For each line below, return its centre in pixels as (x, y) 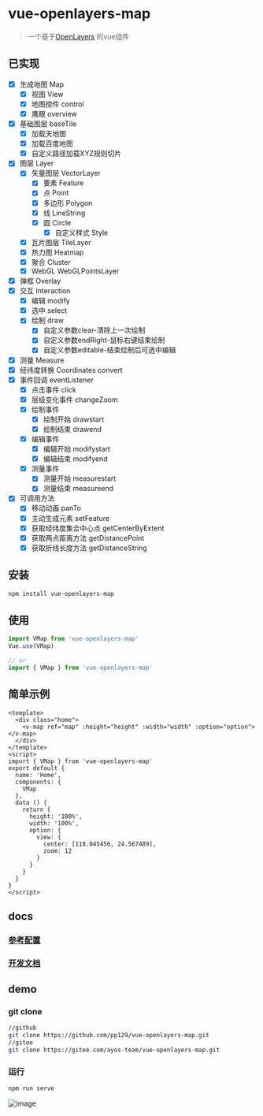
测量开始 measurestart (80, 478)
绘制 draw (48, 321)
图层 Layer (37, 163)
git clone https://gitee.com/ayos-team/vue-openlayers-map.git (114, 1050)
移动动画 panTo (56, 508)
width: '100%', (54, 823)
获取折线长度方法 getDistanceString (89, 548)
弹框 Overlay (40, 281)
